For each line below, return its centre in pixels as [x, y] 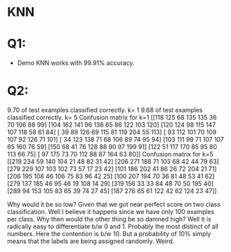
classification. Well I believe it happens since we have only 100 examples [111, 212]
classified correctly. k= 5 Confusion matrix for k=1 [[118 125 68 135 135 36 [112, 118]
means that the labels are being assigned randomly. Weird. [91, 241]
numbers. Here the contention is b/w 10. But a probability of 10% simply [109, 234]
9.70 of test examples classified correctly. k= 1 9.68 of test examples [105, 110]
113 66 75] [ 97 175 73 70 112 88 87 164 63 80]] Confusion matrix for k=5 [110, 154]
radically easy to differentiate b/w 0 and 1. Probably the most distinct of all [113, 226]
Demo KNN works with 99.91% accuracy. [76, 63]
